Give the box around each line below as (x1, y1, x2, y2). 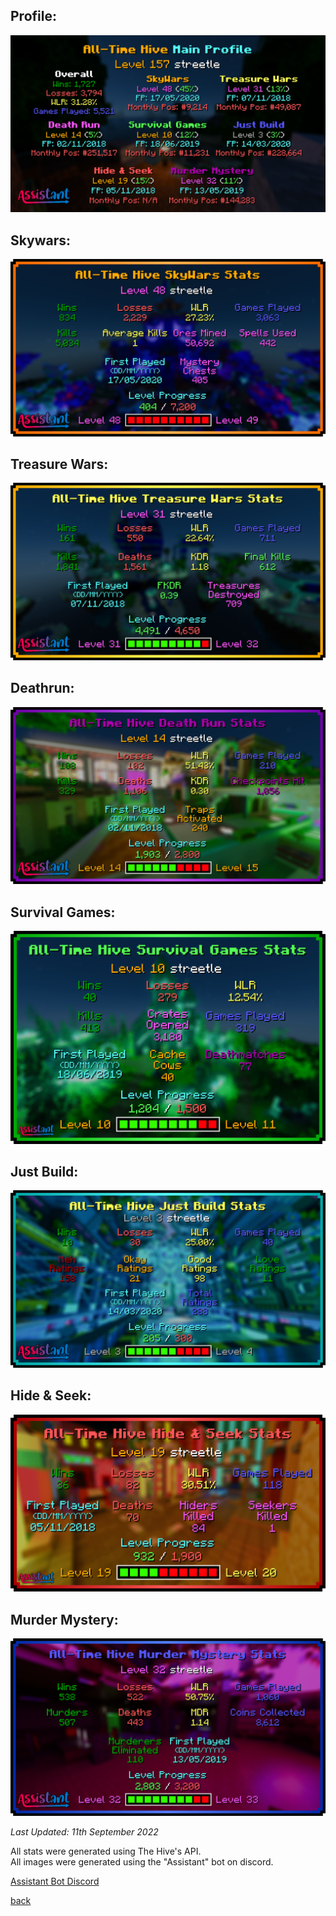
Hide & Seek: (10, 1387, 92, 1404)
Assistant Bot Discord (10, 1875, 100, 1887)
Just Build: (10, 1164, 79, 1181)
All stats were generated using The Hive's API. (10, 1845, 202, 1857)
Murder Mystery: (10, 1611, 119, 1628)
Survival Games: (10, 904, 116, 921)
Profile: (10, 8, 57, 25)
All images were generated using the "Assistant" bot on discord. (10, 1855, 274, 1868)
